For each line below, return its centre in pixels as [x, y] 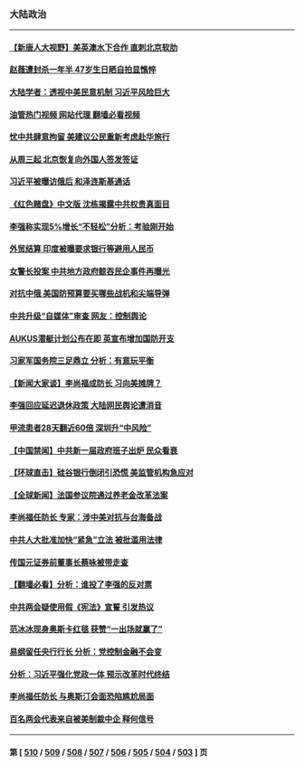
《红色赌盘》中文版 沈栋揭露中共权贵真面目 [90, 204]
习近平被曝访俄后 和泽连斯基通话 [70, 182]
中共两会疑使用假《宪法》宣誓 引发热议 [82, 607]
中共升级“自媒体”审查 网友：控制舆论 [78, 316]
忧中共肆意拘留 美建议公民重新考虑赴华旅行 [90, 137]
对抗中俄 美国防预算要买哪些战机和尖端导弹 [90, 293]
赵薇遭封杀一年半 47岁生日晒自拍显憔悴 [83, 70]
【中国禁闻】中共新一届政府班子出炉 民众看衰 [94, 450]
